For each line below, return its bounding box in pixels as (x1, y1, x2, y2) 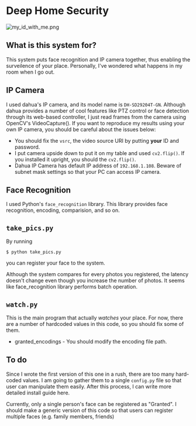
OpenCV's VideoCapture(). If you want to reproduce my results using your (6, 119, 185, 126)
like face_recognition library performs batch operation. (6, 283, 137, 290)
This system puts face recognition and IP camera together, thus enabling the (6, 56, 191, 63)
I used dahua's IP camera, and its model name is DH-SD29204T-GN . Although (6, 101, 186, 108)
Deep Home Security (6, 4, 109, 18)
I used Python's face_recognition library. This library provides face (6, 201, 168, 208)
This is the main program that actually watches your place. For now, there (6, 314, 183, 321)
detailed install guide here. (6, 389, 70, 396)
